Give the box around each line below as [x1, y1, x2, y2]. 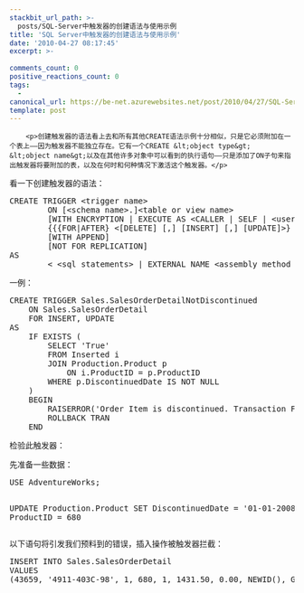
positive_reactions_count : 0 [9, 72, 119, 81]
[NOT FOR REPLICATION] [47, 241, 148, 251]
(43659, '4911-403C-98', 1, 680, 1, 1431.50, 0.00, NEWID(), [9, 575, 287, 585]
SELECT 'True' [47, 341, 110, 351]
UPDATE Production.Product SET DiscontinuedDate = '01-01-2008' [9, 504, 301, 513]
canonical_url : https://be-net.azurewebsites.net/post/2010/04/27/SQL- [9, 97, 285, 107]
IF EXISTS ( [28, 332, 81, 342]
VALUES [9, 566, 39, 576]
